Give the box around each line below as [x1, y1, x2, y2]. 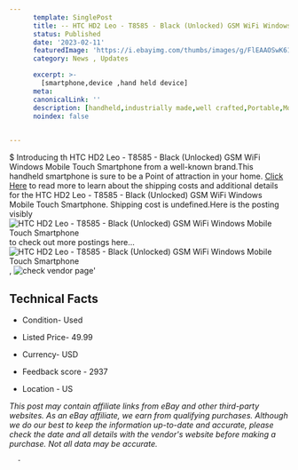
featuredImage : [32, 46, 90, 55]
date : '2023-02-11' [32, 37, 105, 47]
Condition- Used [21, 315, 83, 325]
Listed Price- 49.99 [21, 331, 93, 342]
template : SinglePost [32, 12, 114, 22]
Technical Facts [9, 291, 99, 307]
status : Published [32, 29, 101, 38]
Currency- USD [21, 348, 79, 360]
